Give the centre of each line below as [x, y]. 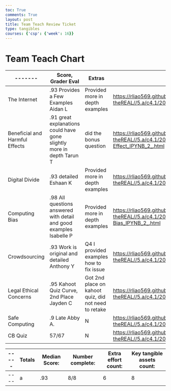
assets [147, 359]
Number [83, 356]
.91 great [60, 117]
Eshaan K [61, 183]
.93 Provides [64, 90]
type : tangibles [22, 29]
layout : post [19, 19]
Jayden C [61, 303]
